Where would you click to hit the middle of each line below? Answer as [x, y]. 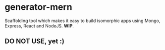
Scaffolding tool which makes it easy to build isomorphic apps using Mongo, [82, 21]
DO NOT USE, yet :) [35, 41]
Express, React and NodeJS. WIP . [39, 25]
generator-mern [38, 7]
